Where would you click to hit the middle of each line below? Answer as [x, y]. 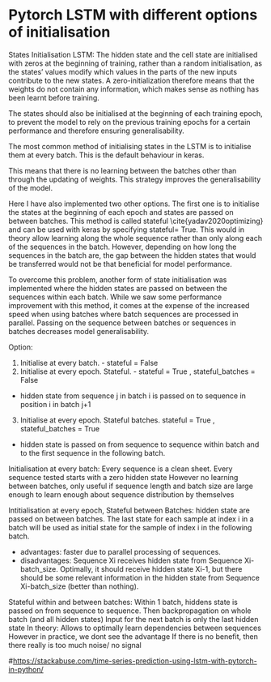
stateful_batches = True [59, 428]
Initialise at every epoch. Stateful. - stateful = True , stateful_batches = [138, 371]
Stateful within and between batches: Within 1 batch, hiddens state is [123, 602]
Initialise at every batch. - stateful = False [89, 362]
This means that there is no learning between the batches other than [123, 170]
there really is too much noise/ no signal [75, 645]
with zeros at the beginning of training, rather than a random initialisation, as [135, 63]
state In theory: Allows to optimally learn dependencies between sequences [135, 628]
